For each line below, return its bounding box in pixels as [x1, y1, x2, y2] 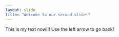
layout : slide [5, 7, 36, 13]
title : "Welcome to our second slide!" [5, 12, 91, 17]
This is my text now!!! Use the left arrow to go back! [5, 26, 114, 32]
